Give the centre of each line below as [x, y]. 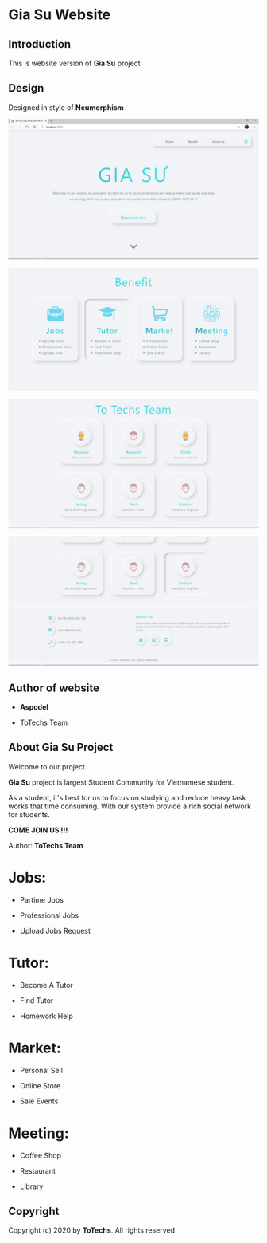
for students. [29, 814]
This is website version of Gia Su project [74, 63]
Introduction [40, 44]
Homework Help [46, 1016]
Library [31, 1186]
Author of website [54, 688]
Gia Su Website [60, 15]
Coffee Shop [41, 1155]
